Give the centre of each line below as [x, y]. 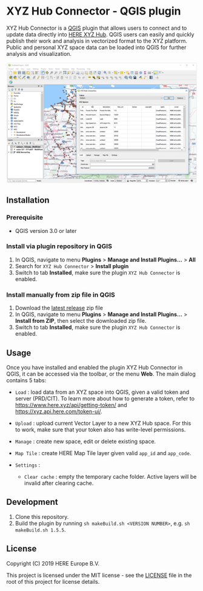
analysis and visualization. [39, 53]
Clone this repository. [42, 516]
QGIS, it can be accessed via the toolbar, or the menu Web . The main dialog [101, 374]
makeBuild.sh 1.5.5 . [40, 530]
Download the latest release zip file [59, 308]
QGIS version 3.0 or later [46, 231]
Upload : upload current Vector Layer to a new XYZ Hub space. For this [103, 423]
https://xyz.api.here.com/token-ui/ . [59, 411]
